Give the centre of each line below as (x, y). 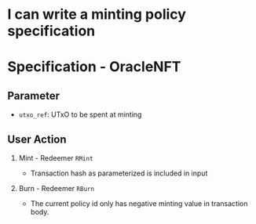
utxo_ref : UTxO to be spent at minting (80, 114)
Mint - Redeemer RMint (56, 158)
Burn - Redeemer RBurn (57, 188)
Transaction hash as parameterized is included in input (119, 173)
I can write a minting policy (97, 14)
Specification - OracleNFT (94, 67)
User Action (37, 139)
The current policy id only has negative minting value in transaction (139, 204)
